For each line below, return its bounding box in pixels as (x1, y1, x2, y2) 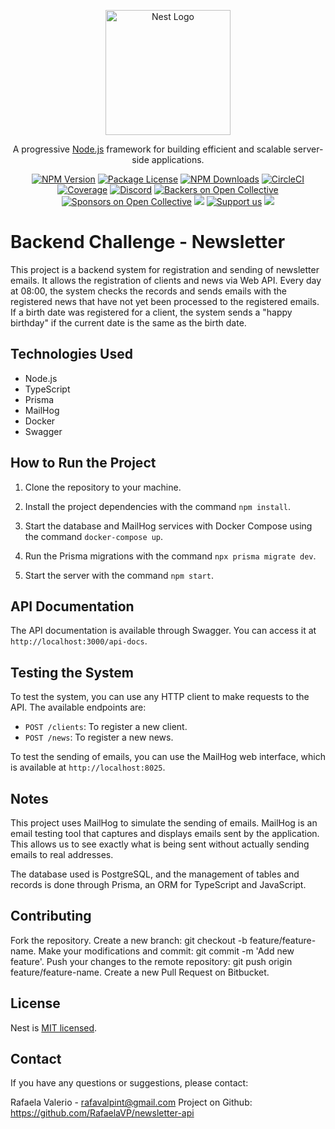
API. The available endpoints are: (10, 701, 147, 714)
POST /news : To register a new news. (24, 731, 174, 744)
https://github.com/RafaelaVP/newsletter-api (10, 1107, 195, 1119)
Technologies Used (10, 346, 133, 363)
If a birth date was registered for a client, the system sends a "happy (10, 306, 293, 318)
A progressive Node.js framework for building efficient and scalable (12, 143, 292, 155)
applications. (151, 154, 205, 165)
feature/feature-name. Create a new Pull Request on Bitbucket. (10, 966, 270, 978)
